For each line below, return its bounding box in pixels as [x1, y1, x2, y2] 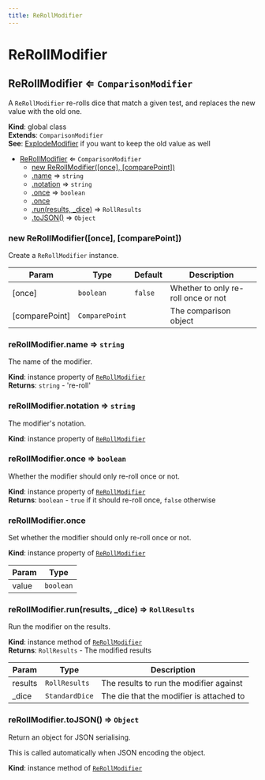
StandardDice [44, 691, 94, 701]
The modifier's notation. [8, 418, 87, 428]
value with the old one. [8, 106, 83, 115]
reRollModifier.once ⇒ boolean [8, 453, 126, 464]
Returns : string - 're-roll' [8, 381, 91, 390]
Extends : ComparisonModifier [8, 130, 104, 139]
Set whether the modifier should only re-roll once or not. [8, 533, 192, 543]
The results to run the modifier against [101, 678, 243, 689]
